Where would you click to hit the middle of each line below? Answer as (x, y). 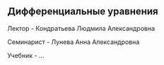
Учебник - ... (26, 55)
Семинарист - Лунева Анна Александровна (74, 42)
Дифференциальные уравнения (83, 12)
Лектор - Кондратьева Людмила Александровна (81, 28)
